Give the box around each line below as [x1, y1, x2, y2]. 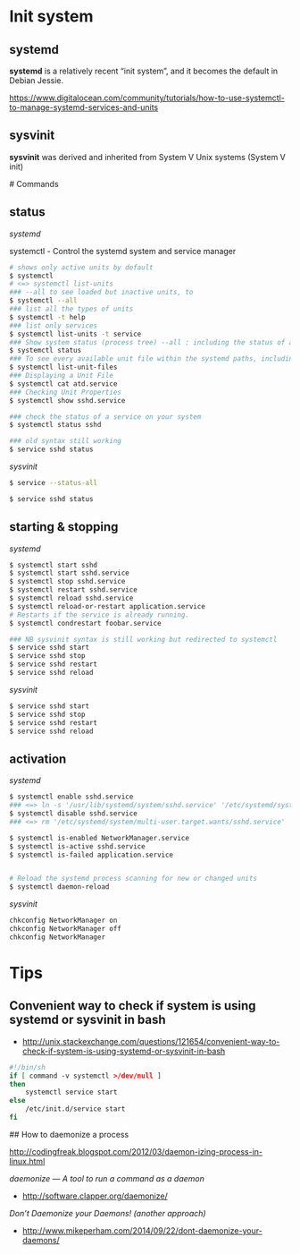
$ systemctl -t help [9, 312, 87, 321]
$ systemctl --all [9, 296, 78, 305]
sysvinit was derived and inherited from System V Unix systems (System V [9, 151, 286, 162]
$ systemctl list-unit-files [9, 363, 118, 372]
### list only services [9, 320, 98, 330]
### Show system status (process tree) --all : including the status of [9, 337, 286, 346]
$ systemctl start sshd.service [9, 568, 129, 578]
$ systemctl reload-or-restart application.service [9, 601, 205, 610]
